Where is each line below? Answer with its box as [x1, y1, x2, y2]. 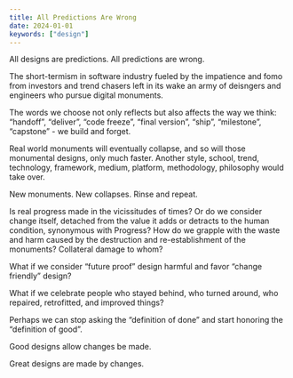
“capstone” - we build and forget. [9, 126, 131, 137]
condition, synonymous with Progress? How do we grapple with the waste [9, 225, 281, 236]
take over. [9, 172, 46, 182]
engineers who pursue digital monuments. [9, 90, 164, 101]
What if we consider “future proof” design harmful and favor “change [9, 261, 263, 272]
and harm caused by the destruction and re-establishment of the [9, 235, 246, 245]
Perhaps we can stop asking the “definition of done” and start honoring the [9, 315, 284, 326]
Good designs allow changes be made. [9, 342, 152, 352]
